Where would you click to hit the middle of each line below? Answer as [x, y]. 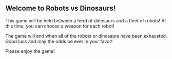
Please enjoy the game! [30, 51]
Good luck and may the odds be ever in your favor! [59, 41]
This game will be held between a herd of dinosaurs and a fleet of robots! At [86, 20]
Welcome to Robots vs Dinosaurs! [61, 8]
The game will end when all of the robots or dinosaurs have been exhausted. [86, 36]
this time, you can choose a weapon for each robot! [60, 26]
